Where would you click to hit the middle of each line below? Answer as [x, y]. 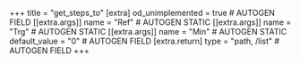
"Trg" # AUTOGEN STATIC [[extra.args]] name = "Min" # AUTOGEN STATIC [148, 31]
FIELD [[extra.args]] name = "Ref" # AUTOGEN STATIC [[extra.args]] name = [150, 22]
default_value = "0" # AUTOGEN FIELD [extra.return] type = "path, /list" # [145, 41]
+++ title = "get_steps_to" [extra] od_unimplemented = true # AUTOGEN [142, 13]
